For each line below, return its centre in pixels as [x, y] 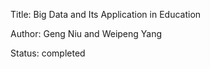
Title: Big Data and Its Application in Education [106, 14]
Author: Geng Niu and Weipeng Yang [86, 33]
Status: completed [48, 53]
